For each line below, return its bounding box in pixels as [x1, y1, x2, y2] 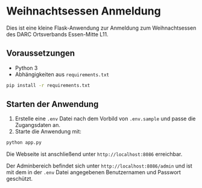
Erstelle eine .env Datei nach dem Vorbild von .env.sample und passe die [14, 115, 196, 122]
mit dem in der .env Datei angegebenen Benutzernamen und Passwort [6, 169, 181, 176]
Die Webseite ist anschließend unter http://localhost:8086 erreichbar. [6, 151, 183, 158]
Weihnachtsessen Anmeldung [6, 4, 161, 18]
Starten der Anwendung [6, 99, 99, 109]
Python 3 [14, 64, 38, 71]
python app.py [6, 140, 42, 146]
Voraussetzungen [6, 48, 75, 59]
